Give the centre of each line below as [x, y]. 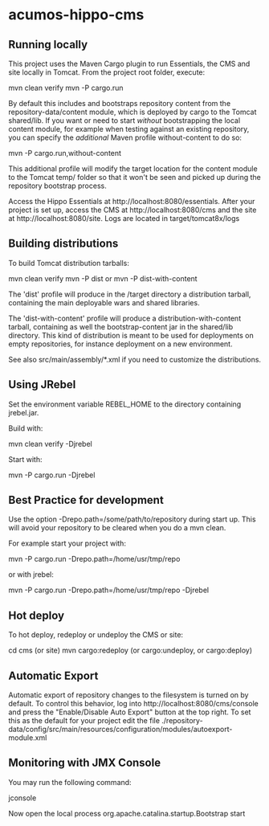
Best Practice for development [86, 500]
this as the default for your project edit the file [84, 721]
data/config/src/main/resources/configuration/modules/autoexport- [120, 730]
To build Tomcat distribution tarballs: [69, 263]
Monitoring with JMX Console [85, 763]
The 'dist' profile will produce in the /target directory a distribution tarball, [130, 294]
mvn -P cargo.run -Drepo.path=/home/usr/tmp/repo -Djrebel [109, 590]
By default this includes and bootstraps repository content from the [120, 103]
